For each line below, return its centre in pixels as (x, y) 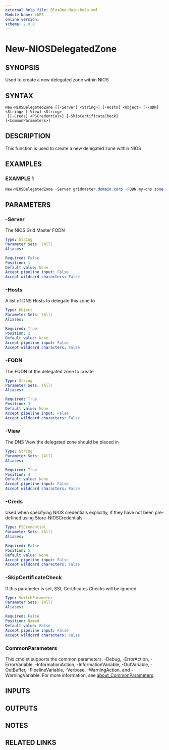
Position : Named (22, 621)
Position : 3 (18, 404)
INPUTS (18, 691)
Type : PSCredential (26, 527)
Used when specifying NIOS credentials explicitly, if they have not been (79, 513)
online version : (22, 19)
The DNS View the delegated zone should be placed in (62, 442)
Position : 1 (18, 263)
